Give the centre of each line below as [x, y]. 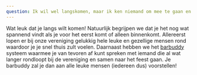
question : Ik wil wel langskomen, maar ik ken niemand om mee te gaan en [99, 11]
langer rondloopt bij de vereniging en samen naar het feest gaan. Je [88, 59]
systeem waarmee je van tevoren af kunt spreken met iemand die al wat [93, 53]
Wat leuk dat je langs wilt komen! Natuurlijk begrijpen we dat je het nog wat [98, 28]
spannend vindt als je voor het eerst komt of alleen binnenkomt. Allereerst [96, 34]
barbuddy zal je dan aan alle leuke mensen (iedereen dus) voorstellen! [91, 66]
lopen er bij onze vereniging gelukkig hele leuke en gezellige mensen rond [96, 40]
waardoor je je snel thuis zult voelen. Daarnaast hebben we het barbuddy [95, 47]
